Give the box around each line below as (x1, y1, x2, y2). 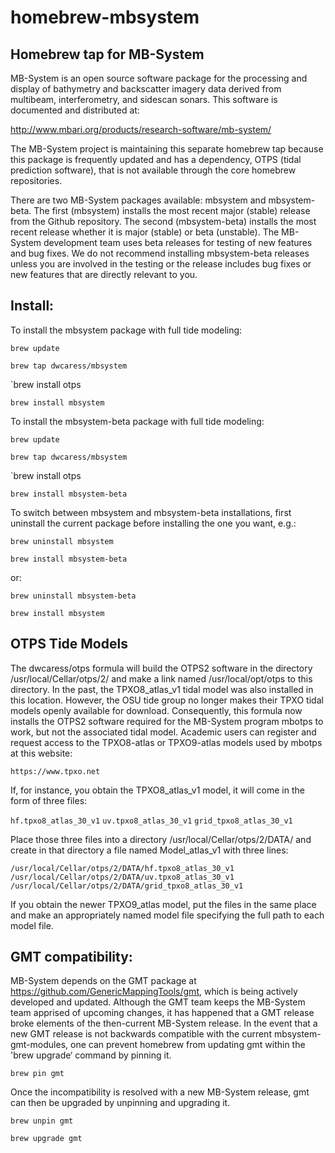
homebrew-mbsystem (10, 6, 200, 29)
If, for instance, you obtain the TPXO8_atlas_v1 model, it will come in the (10, 784, 305, 796)
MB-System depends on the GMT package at (10, 975, 197, 987)
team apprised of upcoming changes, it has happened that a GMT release (10, 1007, 315, 1019)
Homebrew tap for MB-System (10, 46, 205, 63)
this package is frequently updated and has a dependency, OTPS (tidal (10, 154, 302, 165)
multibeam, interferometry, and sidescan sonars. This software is (10, 94, 278, 105)
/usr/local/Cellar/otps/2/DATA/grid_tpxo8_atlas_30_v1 (10, 881, 244, 891)
